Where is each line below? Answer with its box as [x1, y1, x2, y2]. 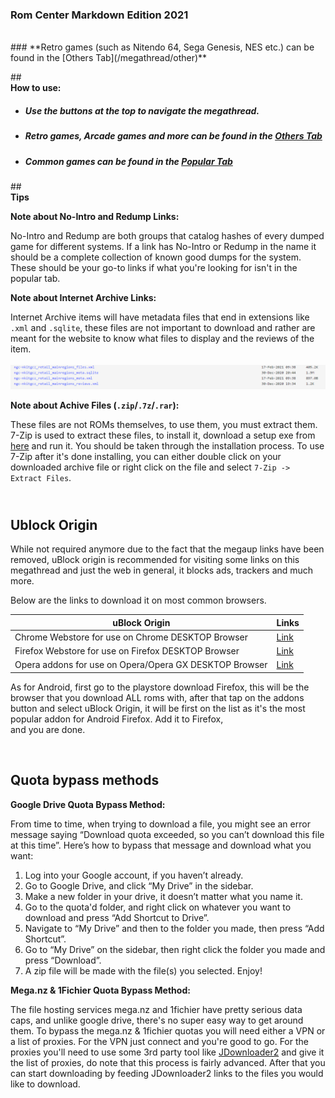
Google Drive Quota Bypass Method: [10, 798, 166, 810]
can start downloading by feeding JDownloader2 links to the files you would [10, 1067, 324, 1079]
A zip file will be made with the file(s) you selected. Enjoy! [24, 964, 263, 977]
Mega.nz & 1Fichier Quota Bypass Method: [10, 984, 191, 996]
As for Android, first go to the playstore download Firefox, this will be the [10, 681, 310, 693]
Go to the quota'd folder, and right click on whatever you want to [24, 901, 292, 913]
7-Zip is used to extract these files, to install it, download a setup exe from [10, 429, 316, 442]
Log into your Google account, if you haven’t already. [24, 869, 244, 881]
